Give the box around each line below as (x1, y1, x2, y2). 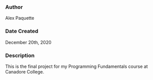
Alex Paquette (5, 15, 34, 21)
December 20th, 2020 (5, 39, 52, 45)
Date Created (5, 28, 39, 35)
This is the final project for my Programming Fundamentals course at (5, 63, 148, 69)
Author (5, 4, 23, 11)
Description (5, 52, 35, 59)
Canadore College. (5, 68, 44, 74)
